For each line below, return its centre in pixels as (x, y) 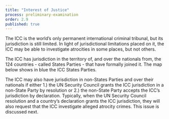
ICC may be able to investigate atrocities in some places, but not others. (81, 49)
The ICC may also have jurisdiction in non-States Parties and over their (79, 80)
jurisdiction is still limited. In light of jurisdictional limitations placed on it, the (85, 44)
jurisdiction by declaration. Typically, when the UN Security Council (76, 96)
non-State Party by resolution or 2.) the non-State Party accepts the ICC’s (83, 90)
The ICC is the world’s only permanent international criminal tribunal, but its (84, 38)
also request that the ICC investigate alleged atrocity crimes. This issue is (82, 106)
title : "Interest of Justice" (37, 10)
